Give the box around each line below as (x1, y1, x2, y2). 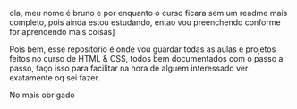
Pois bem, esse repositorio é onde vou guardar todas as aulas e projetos (9, 44, 276, 54)
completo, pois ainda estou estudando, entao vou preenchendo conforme (9, 17, 281, 28)
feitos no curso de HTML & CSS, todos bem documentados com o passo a (9, 54, 284, 63)
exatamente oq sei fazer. (9, 72, 100, 83)
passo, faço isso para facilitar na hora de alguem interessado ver (9, 63, 249, 73)
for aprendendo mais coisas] (9, 27, 115, 37)
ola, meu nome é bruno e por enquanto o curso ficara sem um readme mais (9, 8, 288, 18)
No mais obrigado (9, 89, 75, 100)
